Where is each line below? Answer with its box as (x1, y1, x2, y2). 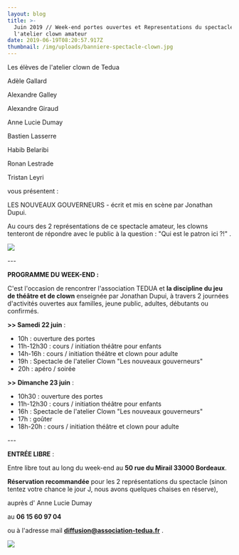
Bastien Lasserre (7, 132, 57, 140)
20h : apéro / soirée (17, 365, 76, 373)
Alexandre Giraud (7, 104, 59, 112)
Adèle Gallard (7, 77, 48, 85)
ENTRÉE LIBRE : (7, 450, 55, 458)
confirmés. (7, 307, 39, 315)
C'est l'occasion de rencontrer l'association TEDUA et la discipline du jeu (7, 284, 223, 292)
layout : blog (7, 10, 46, 18)
